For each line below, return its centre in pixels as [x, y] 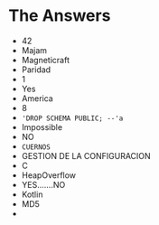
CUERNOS [36, 147]
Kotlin [32, 194]
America [37, 98]
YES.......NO [43, 184]
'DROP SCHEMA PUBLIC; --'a [72, 118]
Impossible [42, 127]
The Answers [60, 16]
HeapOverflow [49, 175]
